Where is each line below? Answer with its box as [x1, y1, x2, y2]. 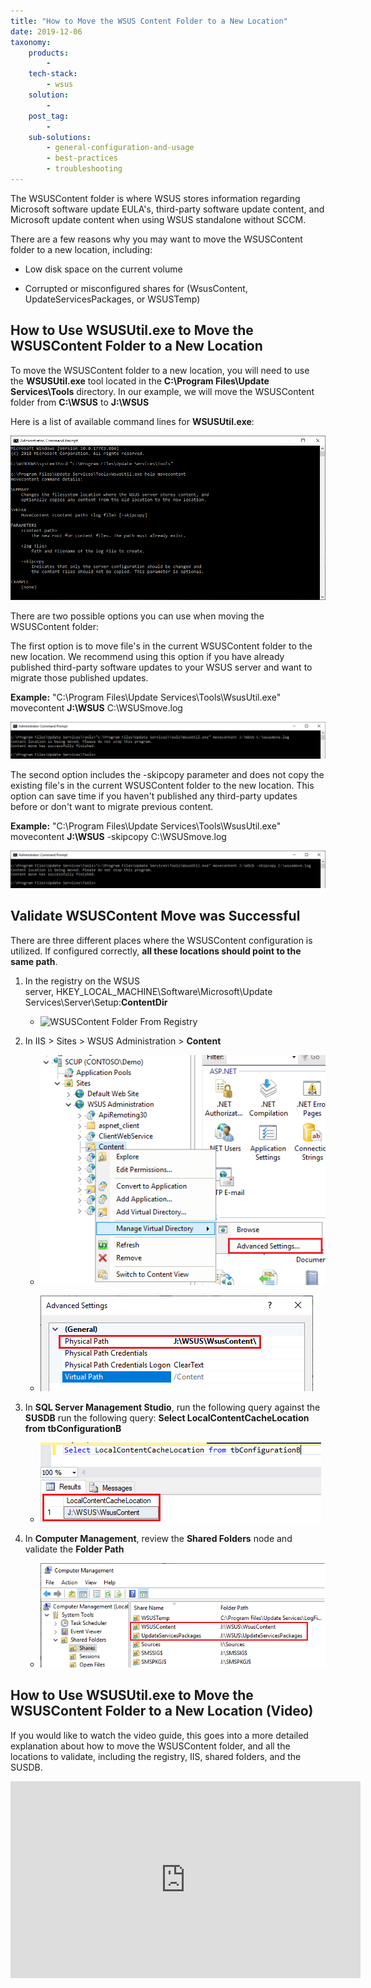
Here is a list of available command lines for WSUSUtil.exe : [10, 415, 255, 427]
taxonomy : [10, 37, 52, 47]
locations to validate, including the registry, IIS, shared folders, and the [10, 1750, 302, 1762]
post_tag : [28, 111, 70, 121]
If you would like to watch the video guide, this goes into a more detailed [10, 1729, 309, 1741]
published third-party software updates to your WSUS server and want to [10, 661, 313, 674]
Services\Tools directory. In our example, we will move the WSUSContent [10, 385, 315, 397]
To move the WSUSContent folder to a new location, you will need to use [10, 364, 310, 376]
